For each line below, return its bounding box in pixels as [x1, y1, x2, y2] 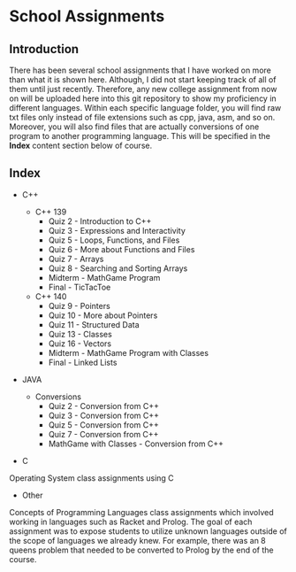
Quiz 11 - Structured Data [48, 319, 140, 329]
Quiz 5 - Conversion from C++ [48, 419, 159, 430]
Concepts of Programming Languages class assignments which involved [9, 506, 274, 517]
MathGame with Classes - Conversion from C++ [48, 438, 224, 449]
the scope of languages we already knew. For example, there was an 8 [9, 535, 267, 545]
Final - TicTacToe [48, 282, 111, 292]
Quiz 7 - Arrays [48, 253, 104, 264]
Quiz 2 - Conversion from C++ [48, 400, 159, 411]
